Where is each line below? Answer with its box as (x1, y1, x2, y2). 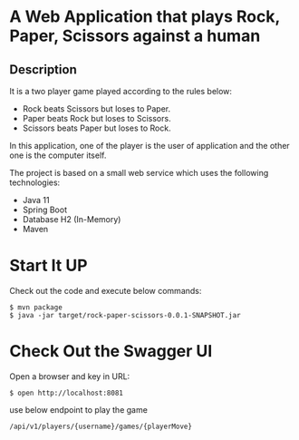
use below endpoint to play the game (9, 404, 148, 415)
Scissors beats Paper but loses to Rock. (22, 122, 171, 133)
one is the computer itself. (9, 150, 107, 161)
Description (9, 62, 77, 77)
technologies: (9, 177, 61, 188)
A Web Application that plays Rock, (9, 6, 281, 27)
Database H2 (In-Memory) (22, 214, 121, 224)
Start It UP (9, 256, 88, 276)
